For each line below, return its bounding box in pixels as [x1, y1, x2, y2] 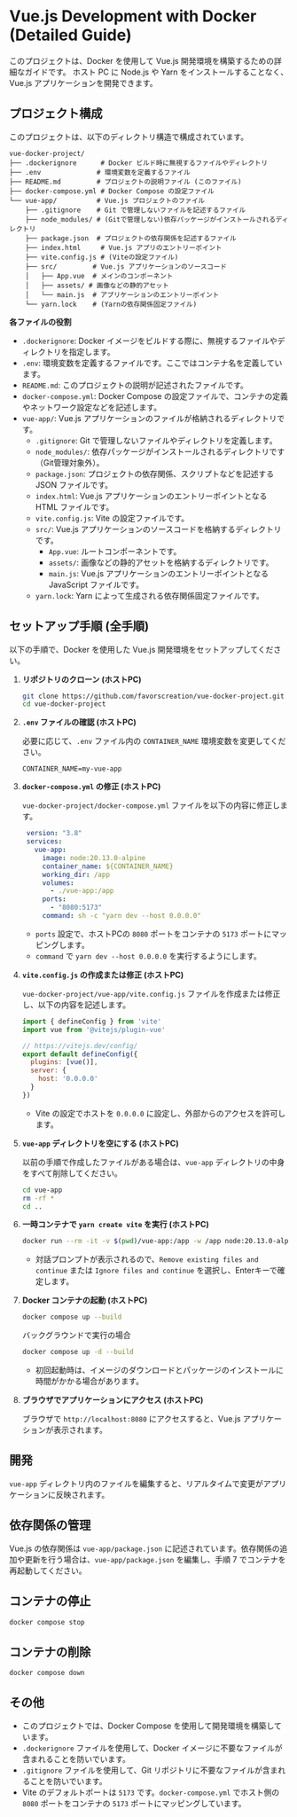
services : [26, 837, 63, 846]
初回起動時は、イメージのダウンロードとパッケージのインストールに [35, 1365, 284, 1375]
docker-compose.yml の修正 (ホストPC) [21, 781, 161, 792]
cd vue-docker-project [21, 700, 106, 709]
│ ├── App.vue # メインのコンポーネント [25, 271, 174, 280]
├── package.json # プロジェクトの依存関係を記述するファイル [25, 233, 237, 243]
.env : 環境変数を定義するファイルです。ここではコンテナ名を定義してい [21, 357, 283, 368]
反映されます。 [55, 1489, 110, 1500]
